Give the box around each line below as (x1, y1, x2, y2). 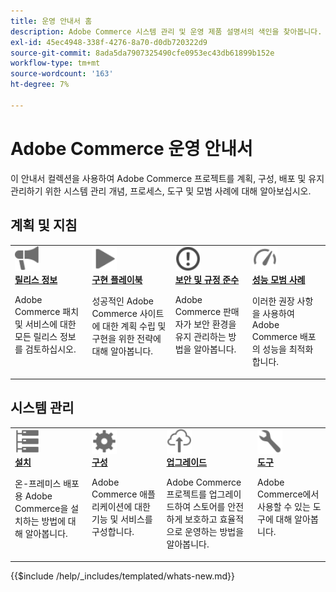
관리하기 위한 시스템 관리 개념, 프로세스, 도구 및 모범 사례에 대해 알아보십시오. (10, 185, 312, 197)
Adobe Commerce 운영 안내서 (10, 137, 253, 160)
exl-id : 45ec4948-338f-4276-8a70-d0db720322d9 (10, 37, 208, 47)
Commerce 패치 (14, 306, 80, 318)
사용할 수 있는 (257, 501, 311, 513)
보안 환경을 (193, 318, 237, 330)
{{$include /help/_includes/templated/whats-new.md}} (10, 570, 235, 582)
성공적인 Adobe (91, 295, 155, 307)
